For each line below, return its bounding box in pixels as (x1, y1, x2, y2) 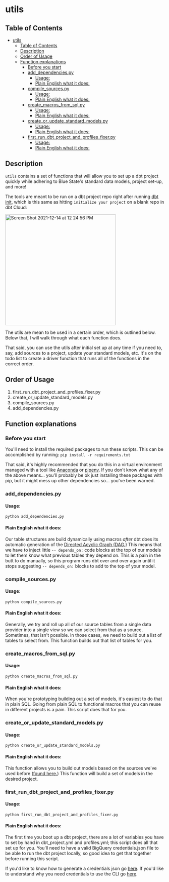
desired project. (5, 776, 38, 782)
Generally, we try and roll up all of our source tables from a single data (5, 621, 151, 627)
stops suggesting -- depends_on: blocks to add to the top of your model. (5, 563, 156, 569)
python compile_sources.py (5, 599, 62, 604)
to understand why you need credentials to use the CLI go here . (5, 870, 138, 877)
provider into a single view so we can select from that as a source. (5, 627, 143, 633)
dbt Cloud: (5, 204, 27, 210)
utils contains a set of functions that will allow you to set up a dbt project (5, 173, 159, 179)
